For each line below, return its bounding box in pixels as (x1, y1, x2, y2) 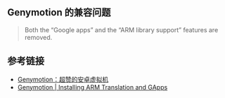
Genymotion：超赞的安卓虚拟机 (17, 75, 109, 83)
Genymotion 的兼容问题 (7, 6, 111, 19)
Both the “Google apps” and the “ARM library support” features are (24, 25, 219, 34)
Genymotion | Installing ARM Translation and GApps (17, 83, 168, 91)
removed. (24, 33, 53, 41)
